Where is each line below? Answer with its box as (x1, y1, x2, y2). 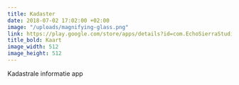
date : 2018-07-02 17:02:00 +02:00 (7, 17, 110, 24)
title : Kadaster (7, 10, 55, 18)
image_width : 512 (7, 43, 59, 50)
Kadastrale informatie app (7, 69, 83, 78)
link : (7, 30, 23, 38)
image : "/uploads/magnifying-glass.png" (7, 23, 129, 30)
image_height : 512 (7, 50, 62, 57)
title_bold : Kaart (7, 37, 62, 44)
